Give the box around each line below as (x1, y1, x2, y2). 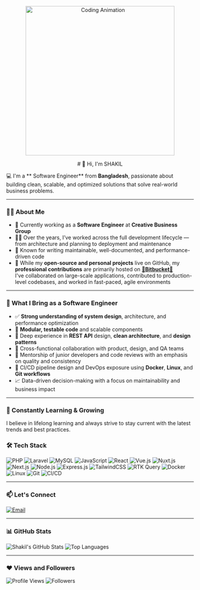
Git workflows (14, 370, 51, 377)
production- (162, 272, 192, 279)
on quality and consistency (14, 357, 82, 365)
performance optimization (14, 319, 79, 326)
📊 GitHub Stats (6, 527, 52, 536)
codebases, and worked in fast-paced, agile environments (27, 279, 171, 286)
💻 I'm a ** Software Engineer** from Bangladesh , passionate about (6, 172, 174, 179)
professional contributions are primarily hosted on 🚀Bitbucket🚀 (14, 266, 173, 273)
